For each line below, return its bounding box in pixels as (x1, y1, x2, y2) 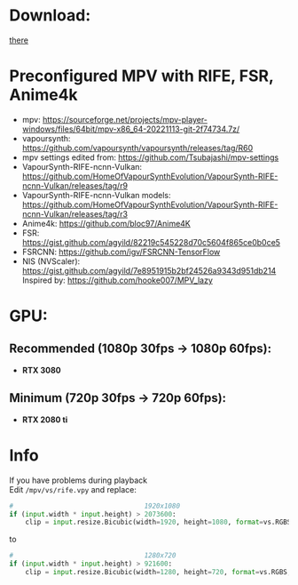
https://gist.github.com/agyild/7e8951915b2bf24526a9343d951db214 (21, 265, 277, 276)
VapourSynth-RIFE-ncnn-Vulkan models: (21, 189, 171, 200)
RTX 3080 (21, 365, 62, 375)
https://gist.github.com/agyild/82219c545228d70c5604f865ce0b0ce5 (21, 236, 281, 247)
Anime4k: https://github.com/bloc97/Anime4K (21, 218, 191, 228)
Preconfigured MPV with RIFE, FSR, (9, 66, 274, 86)
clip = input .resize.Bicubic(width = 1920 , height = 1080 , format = (25, 517, 264, 527)
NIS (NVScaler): (21, 255, 81, 267)
